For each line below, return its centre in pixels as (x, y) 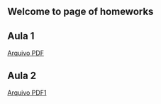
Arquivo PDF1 (27, 93)
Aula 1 (21, 36)
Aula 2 (22, 75)
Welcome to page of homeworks (80, 12)
